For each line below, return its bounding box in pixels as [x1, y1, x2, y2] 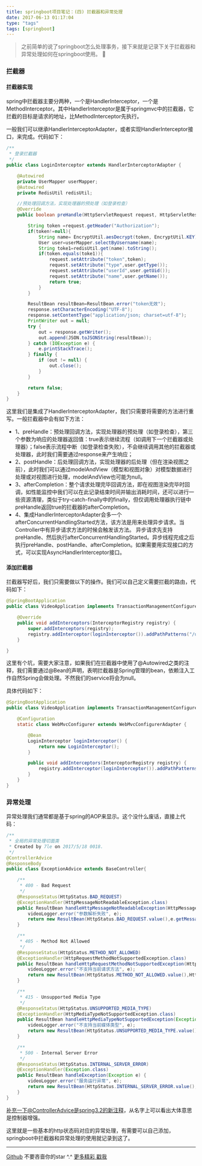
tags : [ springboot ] [6, 25, 55, 32]
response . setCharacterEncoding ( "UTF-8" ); [28, 307, 133, 313]
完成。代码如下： [22, 133, 64, 141]
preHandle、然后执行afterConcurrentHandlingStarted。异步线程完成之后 [14, 534, 195, 541]
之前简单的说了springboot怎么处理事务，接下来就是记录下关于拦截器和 [20, 43, 196, 50]
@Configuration [17, 716, 55, 722]
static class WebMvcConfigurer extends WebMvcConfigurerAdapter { [17, 722, 187, 728]
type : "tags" [6, 20, 39, 26]
